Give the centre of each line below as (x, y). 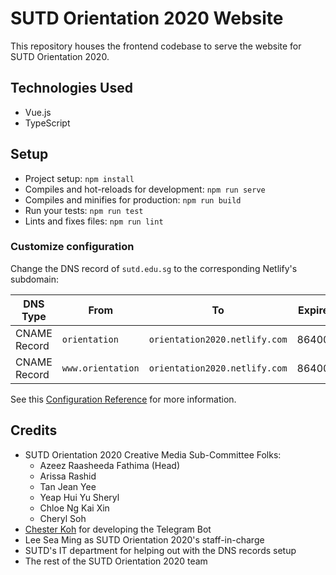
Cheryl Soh (63, 518)
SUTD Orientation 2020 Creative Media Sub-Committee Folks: (153, 454)
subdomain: (35, 279)
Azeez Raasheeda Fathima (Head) (110, 465)
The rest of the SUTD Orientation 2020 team (116, 561)
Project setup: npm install (79, 178)
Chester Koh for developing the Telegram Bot (118, 529)
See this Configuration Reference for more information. (123, 399)
